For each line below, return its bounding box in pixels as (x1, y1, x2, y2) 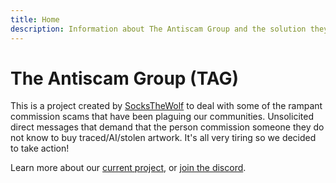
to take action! (10, 142, 70, 155)
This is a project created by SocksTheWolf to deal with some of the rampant (10, 100, 323, 112)
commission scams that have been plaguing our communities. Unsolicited (10, 111, 314, 123)
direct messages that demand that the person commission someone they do (10, 121, 325, 133)
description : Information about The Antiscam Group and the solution (10, 24, 307, 34)
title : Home (10, 14, 60, 25)
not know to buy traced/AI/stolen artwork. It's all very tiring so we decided (10, 132, 317, 144)
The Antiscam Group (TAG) (10, 67, 240, 90)
